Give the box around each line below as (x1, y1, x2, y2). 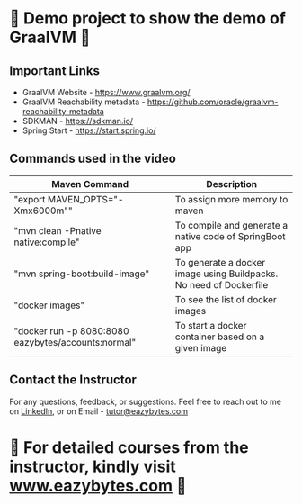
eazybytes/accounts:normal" (13, 336, 137, 348)
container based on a (174, 330, 265, 343)
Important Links (9, 63, 101, 78)
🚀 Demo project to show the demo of (9, 8, 286, 29)
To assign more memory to (174, 193, 289, 205)
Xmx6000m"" (13, 204, 74, 217)
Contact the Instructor (9, 373, 138, 388)
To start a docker (174, 319, 247, 331)
